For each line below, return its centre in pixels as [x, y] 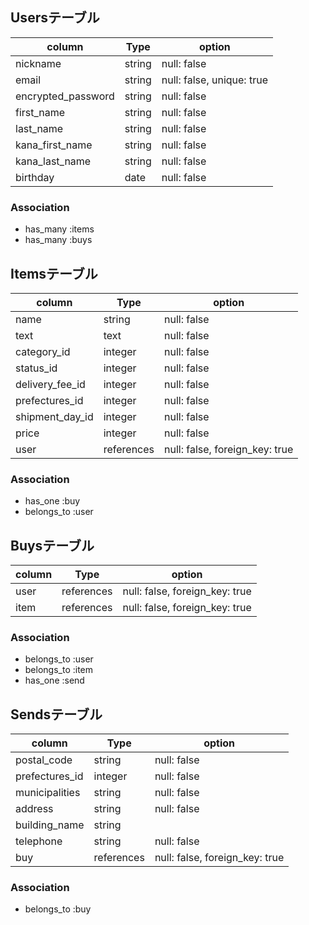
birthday [35, 177]
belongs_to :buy [58, 909]
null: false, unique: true [214, 80]
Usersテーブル [55, 18]
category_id [43, 351]
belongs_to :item [59, 670]
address [34, 809]
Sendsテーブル [56, 714]
